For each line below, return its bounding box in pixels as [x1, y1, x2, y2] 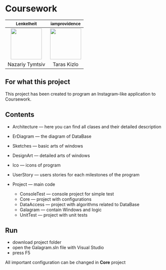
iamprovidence [50, 21, 81, 26]
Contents [5, 110, 35, 119]
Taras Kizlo [53, 60, 79, 67]
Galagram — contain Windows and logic [19, 207, 102, 213]
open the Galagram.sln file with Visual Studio [12, 245, 104, 251]
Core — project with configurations [19, 196, 92, 202]
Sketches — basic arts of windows [12, 143, 83, 149]
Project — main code [12, 181, 55, 187]
